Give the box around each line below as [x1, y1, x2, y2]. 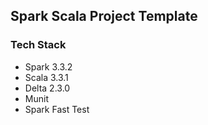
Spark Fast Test [24, 103, 90, 115]
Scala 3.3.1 [24, 71, 69, 83]
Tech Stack [10, 38, 67, 52]
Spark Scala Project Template [10, 8, 198, 25]
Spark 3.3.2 [24, 60, 73, 73]
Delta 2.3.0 [24, 82, 71, 94]
